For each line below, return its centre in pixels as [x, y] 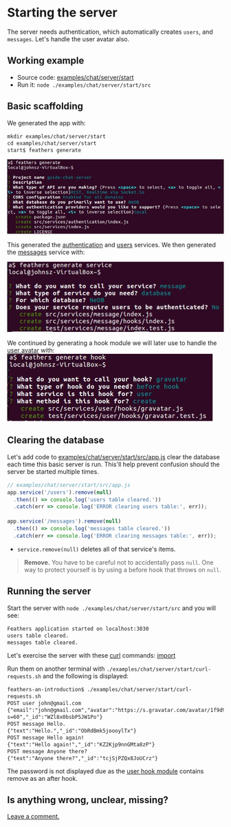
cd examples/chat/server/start [52, 143]
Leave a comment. [33, 817]
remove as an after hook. [42, 778]
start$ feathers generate [44, 150]
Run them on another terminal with [56, 669]
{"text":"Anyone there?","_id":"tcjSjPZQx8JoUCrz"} [82, 758]
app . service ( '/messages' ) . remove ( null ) [64, 521]
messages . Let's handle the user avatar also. [68, 39]
